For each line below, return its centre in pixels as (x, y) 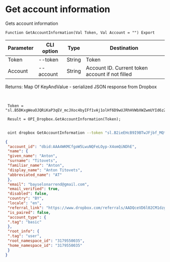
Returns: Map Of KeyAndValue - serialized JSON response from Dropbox (81, 87)
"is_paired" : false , (29, 212)
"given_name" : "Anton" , (32, 156)
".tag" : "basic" (25, 222)
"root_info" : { (23, 232)
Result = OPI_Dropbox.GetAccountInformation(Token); (64, 119)
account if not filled (109, 74)
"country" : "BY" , (26, 199)
